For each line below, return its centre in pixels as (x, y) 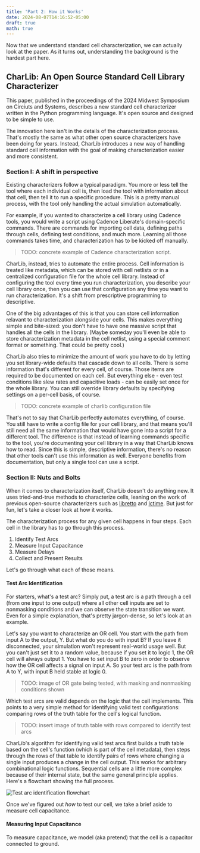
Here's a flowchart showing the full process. (60, 781)
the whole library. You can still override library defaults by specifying (90, 388)
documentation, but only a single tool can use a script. (73, 462)
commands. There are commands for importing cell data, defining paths (94, 228)
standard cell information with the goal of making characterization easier (95, 150)
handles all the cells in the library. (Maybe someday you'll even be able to (96, 332)
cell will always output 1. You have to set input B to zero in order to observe (98, 659)
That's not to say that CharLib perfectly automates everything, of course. (96, 418)
